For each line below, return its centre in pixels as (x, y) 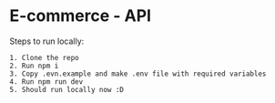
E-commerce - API (81, 16)
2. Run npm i (34, 66)
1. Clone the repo (44, 57)
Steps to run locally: (47, 41)
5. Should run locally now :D (67, 89)
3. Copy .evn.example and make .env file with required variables (138, 74)
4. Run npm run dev (46, 82)
